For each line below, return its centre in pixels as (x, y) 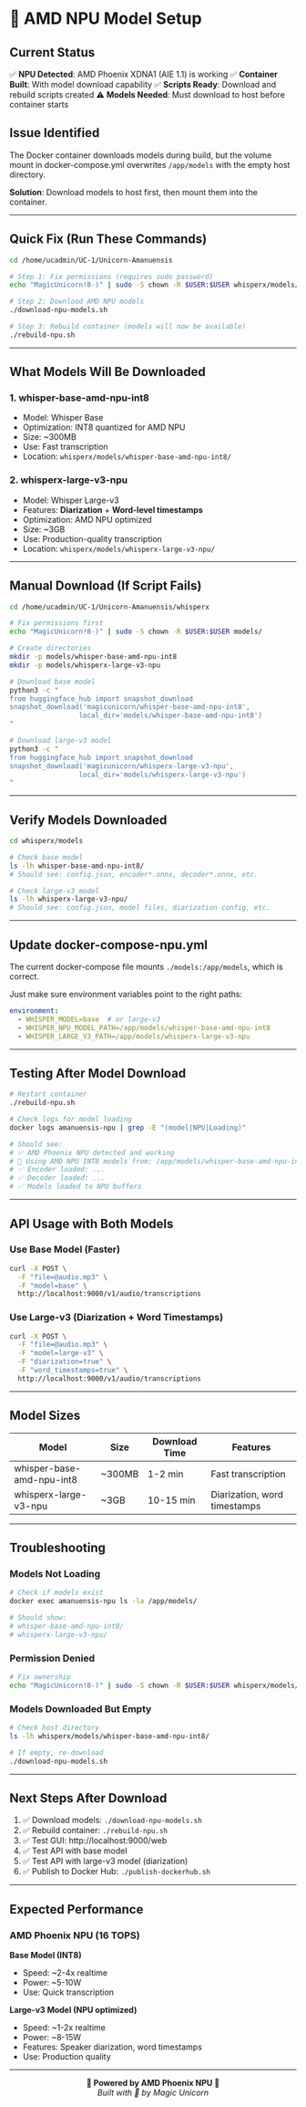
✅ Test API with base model (75, 1851)
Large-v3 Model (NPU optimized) (73, 2010)
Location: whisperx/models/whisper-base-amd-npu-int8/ (127, 456)
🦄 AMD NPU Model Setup (106, 19)
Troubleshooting (58, 1548)
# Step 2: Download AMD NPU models (77, 302)
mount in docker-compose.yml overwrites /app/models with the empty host (150, 164)
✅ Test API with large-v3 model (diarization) (105, 1862)
